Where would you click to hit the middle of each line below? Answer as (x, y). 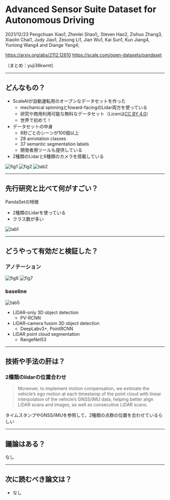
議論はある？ (25, 444)
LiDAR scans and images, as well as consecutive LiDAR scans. (82, 405)
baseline (16, 291)
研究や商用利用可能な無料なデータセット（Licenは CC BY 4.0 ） (85, 113)
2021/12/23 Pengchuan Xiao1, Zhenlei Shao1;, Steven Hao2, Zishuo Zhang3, (84, 34)
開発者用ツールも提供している (51, 150)
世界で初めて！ (36, 120)
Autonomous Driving (50, 20)
